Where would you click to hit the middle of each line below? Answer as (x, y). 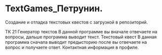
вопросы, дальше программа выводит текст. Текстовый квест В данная (81, 37)
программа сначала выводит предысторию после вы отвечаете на (76, 42)
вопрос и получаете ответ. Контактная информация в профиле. (72, 47)
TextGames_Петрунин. (54, 9)
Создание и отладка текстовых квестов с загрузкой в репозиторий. (77, 22)
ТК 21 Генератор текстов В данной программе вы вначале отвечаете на (81, 31)
